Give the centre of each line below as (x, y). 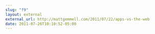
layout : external (24, 14)
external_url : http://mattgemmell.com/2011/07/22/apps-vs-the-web (77, 19)
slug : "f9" (17, 10)
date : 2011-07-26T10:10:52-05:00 (41, 24)
